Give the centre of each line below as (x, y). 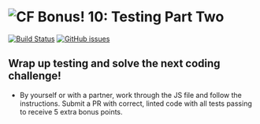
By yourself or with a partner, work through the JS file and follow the (131, 95)
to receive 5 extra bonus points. (71, 111)
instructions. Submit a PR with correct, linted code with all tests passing (136, 103)
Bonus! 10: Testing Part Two (131, 17)
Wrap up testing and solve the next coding (114, 64)
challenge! (35, 76)
